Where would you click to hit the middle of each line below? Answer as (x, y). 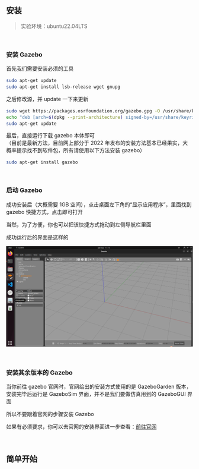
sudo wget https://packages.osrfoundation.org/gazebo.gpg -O (83, 111)
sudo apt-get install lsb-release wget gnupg (63, 87)
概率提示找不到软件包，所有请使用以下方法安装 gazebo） (76, 150)
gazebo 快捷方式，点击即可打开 (45, 212)
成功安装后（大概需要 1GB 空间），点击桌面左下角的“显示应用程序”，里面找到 (99, 204)
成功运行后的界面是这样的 (37, 237)
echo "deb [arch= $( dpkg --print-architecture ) (65, 117)
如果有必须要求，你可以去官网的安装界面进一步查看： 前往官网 (81, 427)
